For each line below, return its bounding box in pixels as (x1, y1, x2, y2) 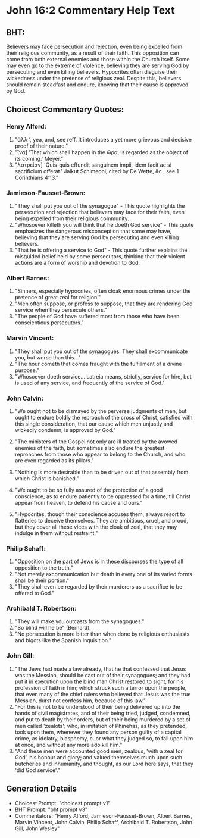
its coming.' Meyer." (14, 155, 64, 162)
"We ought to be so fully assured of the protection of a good (14, 486, 163, 493)
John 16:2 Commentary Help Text (6, 4, 175, 17)
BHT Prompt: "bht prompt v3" (14, 806, 88, 813)
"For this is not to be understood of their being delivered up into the (14, 703, 180, 710)
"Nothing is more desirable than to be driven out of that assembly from (14, 468, 189, 476)
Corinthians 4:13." (14, 174, 58, 181)
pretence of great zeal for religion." (14, 294, 101, 301)
